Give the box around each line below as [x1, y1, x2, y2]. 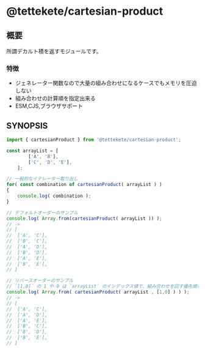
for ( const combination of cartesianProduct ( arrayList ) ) [6, 182, 163, 188]
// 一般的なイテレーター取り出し [6, 176, 78, 182]
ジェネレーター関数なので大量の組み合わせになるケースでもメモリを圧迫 [15, 80, 197, 87]
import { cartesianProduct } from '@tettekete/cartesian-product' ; [6, 137, 182, 143]
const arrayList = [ [6, 148, 59, 154]
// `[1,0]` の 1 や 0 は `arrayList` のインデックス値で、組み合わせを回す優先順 [6, 283, 197, 290]
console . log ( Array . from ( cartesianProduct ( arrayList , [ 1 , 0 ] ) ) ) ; [6, 289, 190, 295]
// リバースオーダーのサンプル [6, 277, 74, 284]
